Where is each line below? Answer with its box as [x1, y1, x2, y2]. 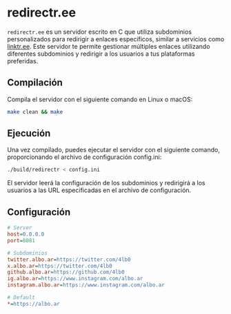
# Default [7, 294, 36, 301]
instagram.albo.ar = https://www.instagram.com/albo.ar [7, 282, 165, 289]
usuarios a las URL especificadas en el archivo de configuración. [7, 186, 192, 194]
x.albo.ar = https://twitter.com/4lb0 [7, 262, 112, 269]
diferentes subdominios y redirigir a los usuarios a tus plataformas [7, 50, 195, 58]
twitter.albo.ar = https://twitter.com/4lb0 [7, 256, 131, 263]
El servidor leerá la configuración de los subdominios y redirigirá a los [7, 179, 205, 187]
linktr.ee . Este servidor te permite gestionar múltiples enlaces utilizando [7, 42, 210, 50]
